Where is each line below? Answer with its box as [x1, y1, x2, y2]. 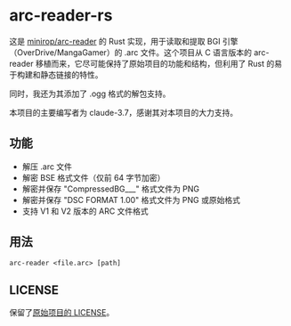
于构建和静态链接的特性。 [9, 69, 103, 80]
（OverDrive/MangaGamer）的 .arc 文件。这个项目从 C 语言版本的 [9, 46, 252, 58]
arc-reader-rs [9, 5, 113, 26]
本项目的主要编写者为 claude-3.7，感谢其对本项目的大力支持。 [9, 107, 238, 118]
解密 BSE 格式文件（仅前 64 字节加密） [21, 172, 166, 183]
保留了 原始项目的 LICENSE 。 [9, 307, 115, 318]
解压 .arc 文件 [21, 161, 73, 172]
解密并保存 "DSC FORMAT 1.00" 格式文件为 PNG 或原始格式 [21, 194, 240, 205]
